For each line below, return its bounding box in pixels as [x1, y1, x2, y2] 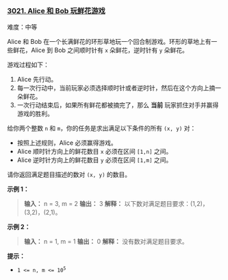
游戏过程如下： [7, 60, 49, 69]
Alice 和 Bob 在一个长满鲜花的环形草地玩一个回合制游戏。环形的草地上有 [7, 38, 212, 46]
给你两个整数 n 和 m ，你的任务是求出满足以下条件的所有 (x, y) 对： [7, 124, 197, 132]
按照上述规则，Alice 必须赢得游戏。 [16, 139, 118, 147]
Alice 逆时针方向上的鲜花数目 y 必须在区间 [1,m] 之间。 [16, 156, 173, 164]
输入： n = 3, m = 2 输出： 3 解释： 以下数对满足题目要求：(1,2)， [23, 200, 209, 208]
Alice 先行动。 [16, 75, 58, 84]
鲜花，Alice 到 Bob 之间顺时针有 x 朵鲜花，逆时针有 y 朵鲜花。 [12, 46, 188, 54]
